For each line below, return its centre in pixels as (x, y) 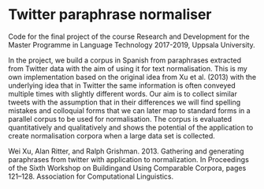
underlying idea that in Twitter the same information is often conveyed (122, 85)
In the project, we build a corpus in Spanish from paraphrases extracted (125, 60)
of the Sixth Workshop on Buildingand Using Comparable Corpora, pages (127, 168)
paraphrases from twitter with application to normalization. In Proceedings (129, 159)
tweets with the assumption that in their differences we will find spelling (125, 102)
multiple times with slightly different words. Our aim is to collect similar (123, 93)
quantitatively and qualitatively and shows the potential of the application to (131, 127)
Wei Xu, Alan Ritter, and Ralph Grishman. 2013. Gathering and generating (126, 151)
